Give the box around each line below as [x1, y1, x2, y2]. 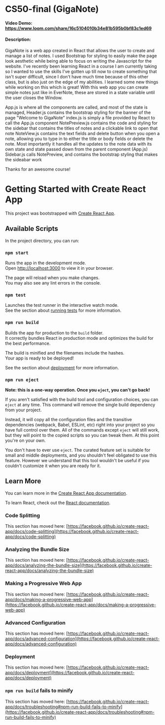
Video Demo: [5, 20, 33, 26]
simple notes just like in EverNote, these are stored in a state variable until [5, 89, 155, 95]
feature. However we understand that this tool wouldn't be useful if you [5, 457, 150, 463]
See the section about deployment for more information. [5, 364, 119, 370]
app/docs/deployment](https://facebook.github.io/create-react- [5, 670, 134, 676]
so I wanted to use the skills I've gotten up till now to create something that [5, 68, 157, 74]
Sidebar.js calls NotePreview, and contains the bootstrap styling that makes [5, 151, 158, 157]
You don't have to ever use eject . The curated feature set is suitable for [5, 447, 151, 453]
